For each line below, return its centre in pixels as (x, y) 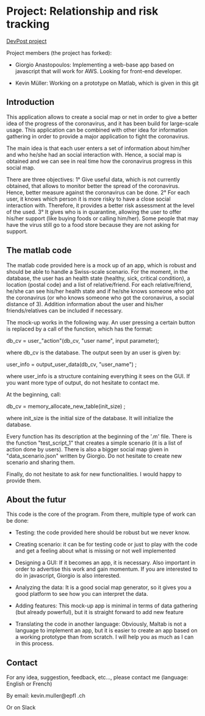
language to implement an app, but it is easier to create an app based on (106, 631)
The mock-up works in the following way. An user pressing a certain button (101, 322)
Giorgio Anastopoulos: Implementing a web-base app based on (95, 65)
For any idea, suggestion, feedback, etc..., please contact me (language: (97, 678)
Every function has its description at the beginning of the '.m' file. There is (99, 436)
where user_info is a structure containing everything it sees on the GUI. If (98, 376)
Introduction (31, 102)
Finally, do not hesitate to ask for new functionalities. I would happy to (94, 474)
